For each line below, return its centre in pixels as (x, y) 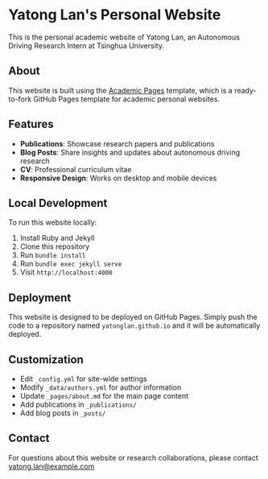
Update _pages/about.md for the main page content (104, 396)
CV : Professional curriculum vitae (76, 169)
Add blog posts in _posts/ (63, 413)
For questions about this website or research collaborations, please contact (134, 457)
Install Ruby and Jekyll (57, 238)
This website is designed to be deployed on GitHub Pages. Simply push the (133, 317)
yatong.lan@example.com (52, 466)
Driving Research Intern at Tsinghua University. (87, 45)
